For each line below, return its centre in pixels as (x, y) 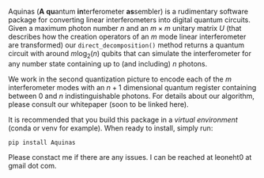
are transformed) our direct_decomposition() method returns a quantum (126, 45)
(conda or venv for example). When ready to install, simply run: (111, 128)
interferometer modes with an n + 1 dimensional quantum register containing (132, 87)
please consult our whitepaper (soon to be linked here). (98, 104)
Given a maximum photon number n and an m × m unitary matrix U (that (125, 28)
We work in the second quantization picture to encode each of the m (120, 79)
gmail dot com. (32, 165)
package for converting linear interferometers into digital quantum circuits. (130, 20)
